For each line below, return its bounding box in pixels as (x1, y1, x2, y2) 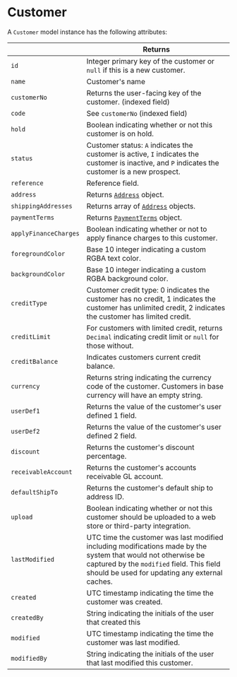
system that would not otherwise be (86, 550, 205, 560)
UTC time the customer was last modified (86, 532, 224, 542)
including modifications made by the (86, 541, 207, 551)
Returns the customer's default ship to (86, 483, 214, 493)
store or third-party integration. (86, 521, 191, 531)
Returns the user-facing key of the (86, 88, 202, 98)
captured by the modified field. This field (86, 559, 221, 569)
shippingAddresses (11, 202, 73, 210)
